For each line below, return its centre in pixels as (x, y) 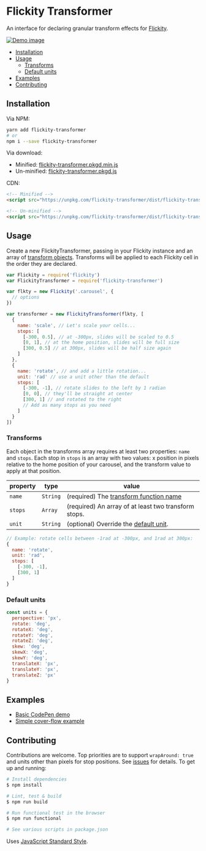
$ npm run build (27, 802)
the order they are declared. (42, 263)
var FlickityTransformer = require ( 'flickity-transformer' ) (85, 281)
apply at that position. (34, 471)
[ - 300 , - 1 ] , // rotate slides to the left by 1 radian (94, 388)
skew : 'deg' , (29, 647)
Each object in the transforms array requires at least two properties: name (98, 451)
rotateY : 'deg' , (32, 635)
